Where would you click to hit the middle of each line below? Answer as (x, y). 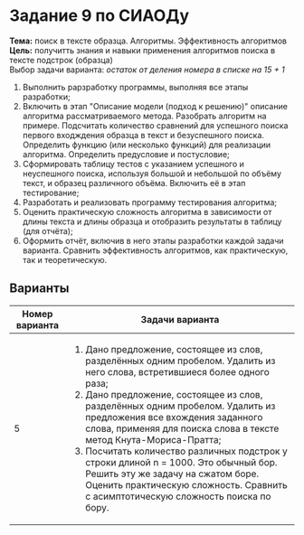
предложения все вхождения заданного (174, 417)
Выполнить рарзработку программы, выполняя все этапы (135, 87)
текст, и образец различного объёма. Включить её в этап (134, 183)
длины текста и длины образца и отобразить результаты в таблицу (152, 221)
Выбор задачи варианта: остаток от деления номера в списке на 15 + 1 (147, 70)
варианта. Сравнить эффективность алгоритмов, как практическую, (155, 250)
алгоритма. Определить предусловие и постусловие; (126, 154)
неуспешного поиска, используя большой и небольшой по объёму (152, 174)
